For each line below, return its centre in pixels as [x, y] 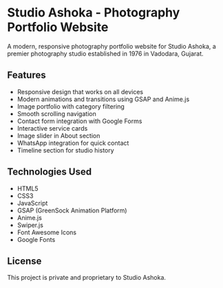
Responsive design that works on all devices [80, 91]
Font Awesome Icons [47, 232]
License [24, 261]
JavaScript [32, 203]
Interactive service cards [52, 128]
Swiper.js [30, 225]
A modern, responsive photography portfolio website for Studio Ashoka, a [112, 46]
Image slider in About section [59, 135]
